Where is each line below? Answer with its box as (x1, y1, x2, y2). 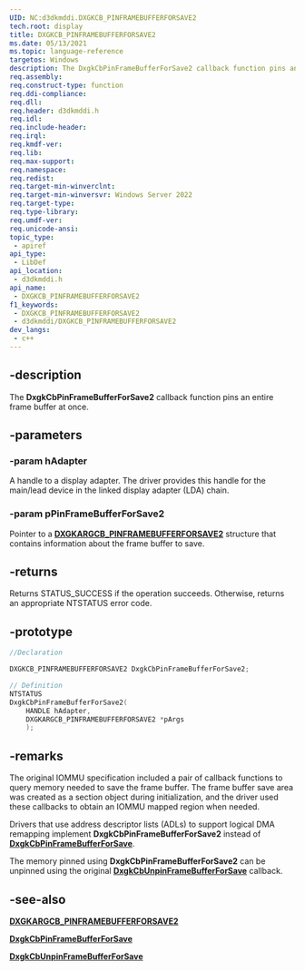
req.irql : (9, 132, 47, 141)
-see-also (9, 891, 66, 907)
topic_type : (9, 232, 54, 241)
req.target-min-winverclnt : (9, 182, 116, 191)
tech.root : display (9, 22, 84, 31)
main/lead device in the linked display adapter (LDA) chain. (9, 485, 230, 495)
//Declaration (9, 648, 64, 658)
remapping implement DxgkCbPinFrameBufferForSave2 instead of (9, 829, 261, 839)
